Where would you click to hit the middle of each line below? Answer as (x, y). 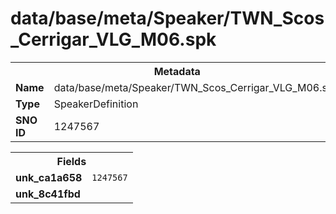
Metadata (177, 71)
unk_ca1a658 (49, 177)
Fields (71, 161)
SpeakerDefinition (96, 104)
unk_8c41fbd (48, 194)
